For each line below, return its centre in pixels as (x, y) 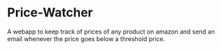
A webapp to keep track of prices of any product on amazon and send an (111, 32)
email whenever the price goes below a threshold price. (86, 38)
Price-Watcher (50, 13)
